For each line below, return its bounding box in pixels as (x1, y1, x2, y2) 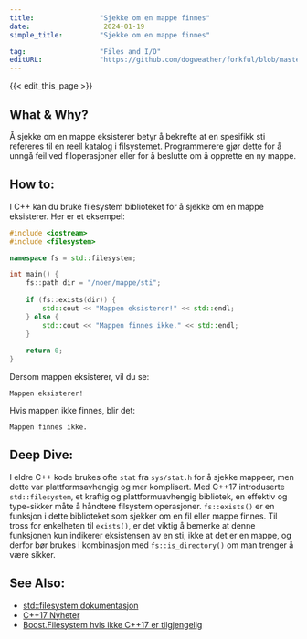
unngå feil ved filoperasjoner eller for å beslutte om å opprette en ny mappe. (9, 150, 297, 161)
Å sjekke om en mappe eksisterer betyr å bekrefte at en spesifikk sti (9, 131, 266, 141)
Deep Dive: (9, 447, 73, 463)
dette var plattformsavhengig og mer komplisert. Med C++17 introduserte (9, 481, 285, 492)
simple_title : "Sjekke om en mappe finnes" (9, 30, 210, 39)
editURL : (9, 56, 43, 65)
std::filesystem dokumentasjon (22, 600, 139, 611)
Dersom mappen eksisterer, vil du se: (9, 372, 150, 382)
